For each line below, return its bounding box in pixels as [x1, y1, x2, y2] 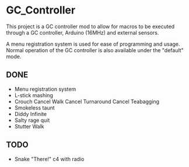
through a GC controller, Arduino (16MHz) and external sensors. [6, 29, 159, 36]
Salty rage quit [14, 117, 50, 124]
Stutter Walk [14, 122, 45, 129]
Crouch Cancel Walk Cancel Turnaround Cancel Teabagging [14, 98, 159, 105]
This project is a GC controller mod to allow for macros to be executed [6, 23, 175, 30]
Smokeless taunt [14, 104, 55, 111]
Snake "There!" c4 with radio [14, 155, 85, 162]
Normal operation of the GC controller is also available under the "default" [6, 46, 184, 53]
